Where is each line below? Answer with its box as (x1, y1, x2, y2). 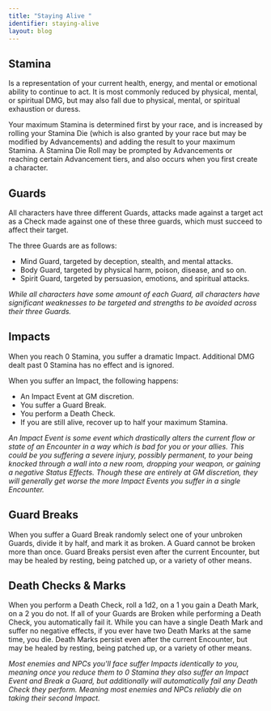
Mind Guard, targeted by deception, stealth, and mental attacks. (19, 257, 234, 266)
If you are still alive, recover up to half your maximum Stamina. (19, 417, 228, 427)
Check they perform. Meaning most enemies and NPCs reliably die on (8, 685, 242, 695)
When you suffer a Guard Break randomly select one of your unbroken (8, 530, 243, 539)
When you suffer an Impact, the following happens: (8, 376, 180, 385)
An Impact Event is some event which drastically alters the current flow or (8, 432, 256, 442)
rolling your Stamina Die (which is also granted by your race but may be (8, 129, 247, 138)
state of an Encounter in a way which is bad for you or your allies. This (8, 441, 245, 451)
